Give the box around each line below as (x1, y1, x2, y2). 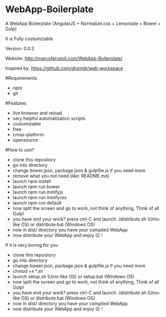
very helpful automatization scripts (12, 115, 85, 121)
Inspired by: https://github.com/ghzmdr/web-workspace (5, 65, 123, 71)
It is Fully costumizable (5, 36, 53, 42)
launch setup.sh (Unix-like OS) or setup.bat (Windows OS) (12, 273, 135, 279)
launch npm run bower (12, 183, 60, 189)
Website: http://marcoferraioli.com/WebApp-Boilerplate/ (5, 55, 123, 61)
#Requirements (5, 75, 37, 81)
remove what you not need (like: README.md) (12, 173, 110, 179)
